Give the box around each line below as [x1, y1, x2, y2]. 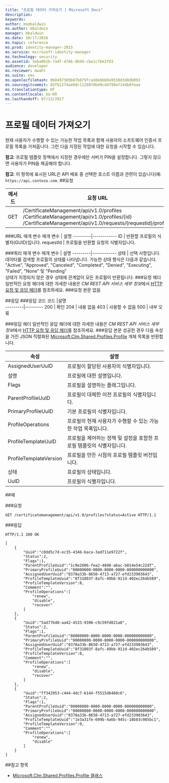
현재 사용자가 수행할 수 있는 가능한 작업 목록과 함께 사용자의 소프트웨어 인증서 [5, 137, 157, 144]
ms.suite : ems [5, 73, 35, 78]
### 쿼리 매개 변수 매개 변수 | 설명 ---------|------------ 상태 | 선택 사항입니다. [5, 250, 161, 256]
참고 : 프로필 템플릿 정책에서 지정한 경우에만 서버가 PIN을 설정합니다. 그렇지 [5, 154, 152, 160]
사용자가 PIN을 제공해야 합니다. [10, 161, 72, 167]
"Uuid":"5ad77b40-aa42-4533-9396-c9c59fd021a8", [23, 620, 127, 625]
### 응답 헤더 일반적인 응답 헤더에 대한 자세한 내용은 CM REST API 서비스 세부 [5, 321, 159, 327]
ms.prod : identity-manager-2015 [5, 45, 73, 50]
